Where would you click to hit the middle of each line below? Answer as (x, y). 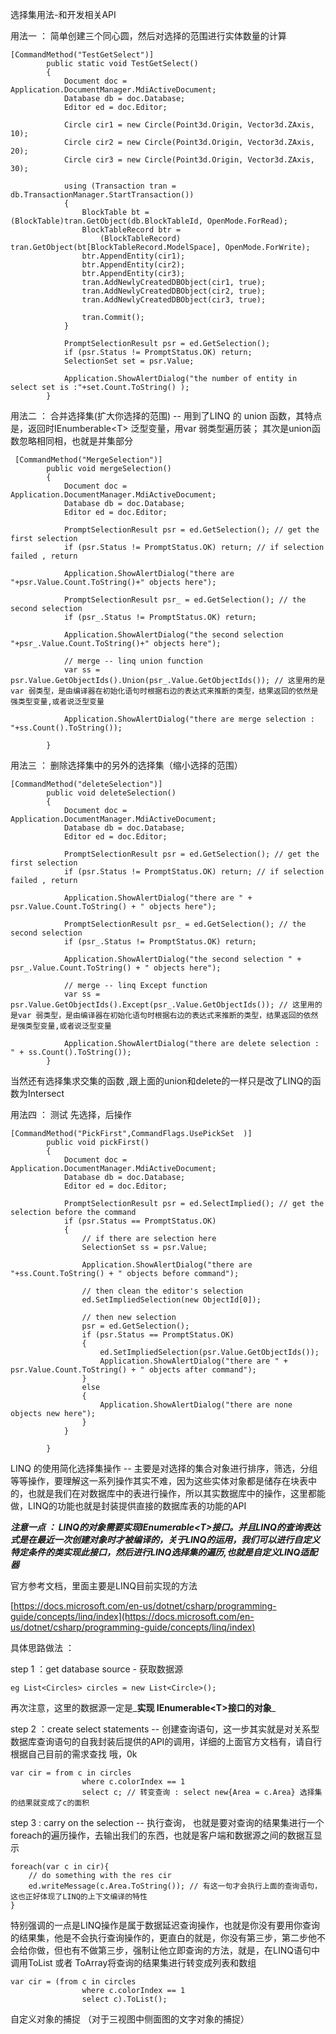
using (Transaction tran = (120, 186)
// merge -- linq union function (133, 661)
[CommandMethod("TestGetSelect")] (82, 55)
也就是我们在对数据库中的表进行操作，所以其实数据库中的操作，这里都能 (176, 1493)
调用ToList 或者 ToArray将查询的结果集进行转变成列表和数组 (133, 1962)
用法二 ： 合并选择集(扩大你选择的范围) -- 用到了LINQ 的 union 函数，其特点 (166, 416)
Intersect (46, 1093)
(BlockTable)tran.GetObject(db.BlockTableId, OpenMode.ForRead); (149, 221)
